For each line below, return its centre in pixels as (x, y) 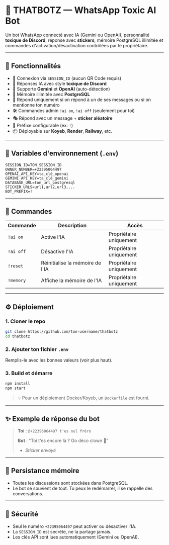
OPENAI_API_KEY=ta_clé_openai (37, 174)
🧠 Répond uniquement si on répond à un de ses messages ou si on (82, 100)
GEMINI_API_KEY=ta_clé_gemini (37, 178)
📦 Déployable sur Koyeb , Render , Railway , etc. (62, 131)
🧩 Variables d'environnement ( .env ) (62, 154)
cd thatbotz (18, 336)
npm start (16, 388)
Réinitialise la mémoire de (71, 263)
